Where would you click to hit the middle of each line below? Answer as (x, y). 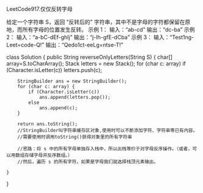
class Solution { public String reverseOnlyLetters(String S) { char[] (90, 57)
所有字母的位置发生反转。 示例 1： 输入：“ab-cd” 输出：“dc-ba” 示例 (109, 30)
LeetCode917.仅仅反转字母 (39, 9)
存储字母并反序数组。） (48, 155)
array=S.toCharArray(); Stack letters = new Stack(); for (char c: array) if (96, 64)
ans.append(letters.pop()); (75, 97)
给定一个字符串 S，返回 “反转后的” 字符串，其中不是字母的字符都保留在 (96, 22)
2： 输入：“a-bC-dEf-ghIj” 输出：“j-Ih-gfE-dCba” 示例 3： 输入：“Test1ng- (100, 37)
